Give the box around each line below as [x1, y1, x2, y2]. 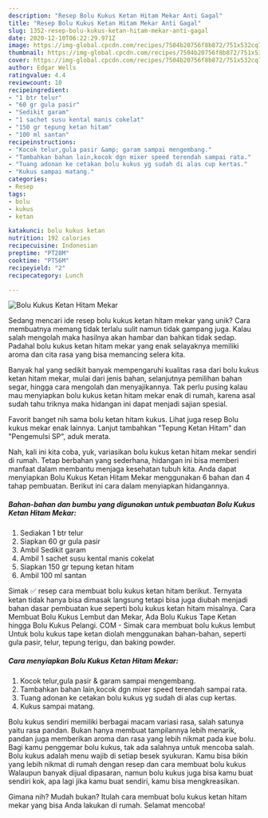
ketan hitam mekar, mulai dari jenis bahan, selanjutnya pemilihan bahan [8, 373, 242, 384]
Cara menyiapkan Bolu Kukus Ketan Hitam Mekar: [8, 656, 179, 665]
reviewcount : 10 [8, 78, 62, 86]
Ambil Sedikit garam [19, 545, 86, 555]
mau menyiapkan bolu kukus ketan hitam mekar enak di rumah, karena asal [8, 391, 255, 401]
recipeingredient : [8, 86, 69, 94]
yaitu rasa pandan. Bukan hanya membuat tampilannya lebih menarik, [8, 725, 237, 736]
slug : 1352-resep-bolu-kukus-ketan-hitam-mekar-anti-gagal [8, 26, 209, 34]
